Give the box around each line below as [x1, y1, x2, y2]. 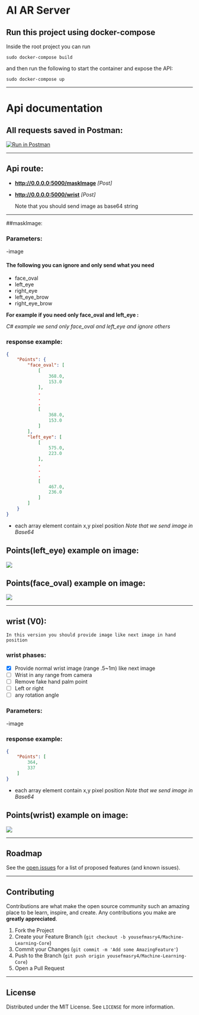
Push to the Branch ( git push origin [14, 952, 105, 959]
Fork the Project [14, 927, 54, 934]
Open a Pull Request [14, 965, 65, 972]
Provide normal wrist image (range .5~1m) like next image [14, 665, 156, 672]
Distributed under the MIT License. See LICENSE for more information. [6, 1003, 175, 1010]
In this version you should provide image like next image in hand [6, 632, 176, 638]
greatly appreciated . [6, 915, 57, 922]
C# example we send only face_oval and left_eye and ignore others [6, 323, 171, 330]
